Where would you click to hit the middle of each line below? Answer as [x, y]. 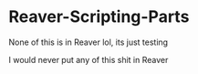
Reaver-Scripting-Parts [99, 17]
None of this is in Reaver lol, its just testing [89, 42]
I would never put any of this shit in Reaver [89, 59]
